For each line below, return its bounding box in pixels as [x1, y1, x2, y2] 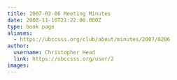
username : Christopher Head [13, 49, 96, 56]
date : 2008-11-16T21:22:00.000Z [7, 17, 101, 24]
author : [7, 42, 30, 49]
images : [7, 62, 30, 69]
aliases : [7, 29, 33, 37]
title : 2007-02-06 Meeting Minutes [7, 10, 111, 17]
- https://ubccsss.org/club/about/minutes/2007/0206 [13, 36, 171, 43]
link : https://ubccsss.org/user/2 [13, 56, 114, 63]
